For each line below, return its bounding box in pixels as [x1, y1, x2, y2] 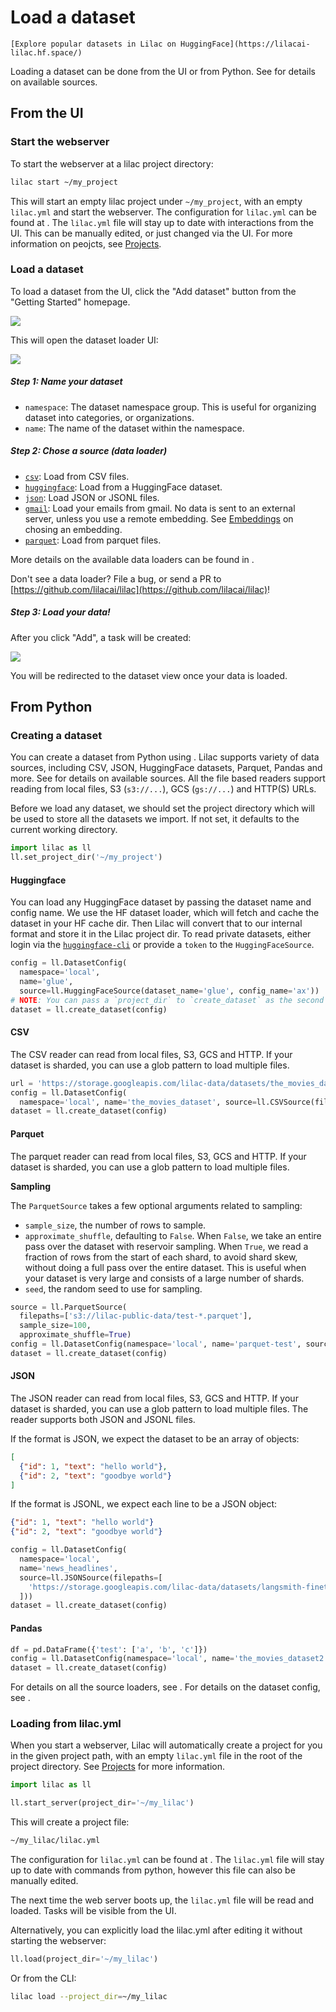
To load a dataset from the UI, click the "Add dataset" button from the [10, 285, 297, 297]
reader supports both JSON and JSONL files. [10, 1413, 196, 1425]
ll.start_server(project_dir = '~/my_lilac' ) [10, 1798, 195, 1808]
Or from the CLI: [10, 1972, 77, 1984]
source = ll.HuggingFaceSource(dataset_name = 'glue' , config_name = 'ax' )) [19, 986, 320, 996]
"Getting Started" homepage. [10, 296, 131, 308]
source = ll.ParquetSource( [10, 1302, 128, 1312]
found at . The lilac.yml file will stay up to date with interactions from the [10, 216, 314, 228]
